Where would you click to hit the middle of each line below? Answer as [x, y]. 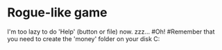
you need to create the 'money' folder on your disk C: [84, 38]
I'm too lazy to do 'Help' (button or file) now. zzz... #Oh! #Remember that [111, 32]
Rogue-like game [57, 13]
